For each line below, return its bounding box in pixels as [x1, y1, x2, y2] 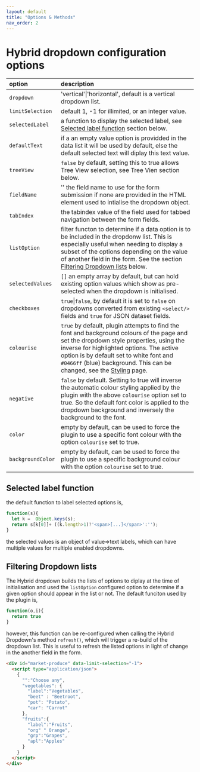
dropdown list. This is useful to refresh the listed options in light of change [6, 643, 189, 650]
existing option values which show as [60, 280, 165, 288]
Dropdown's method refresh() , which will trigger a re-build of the [6, 636, 168, 644]
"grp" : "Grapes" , [27, 733, 68, 739]
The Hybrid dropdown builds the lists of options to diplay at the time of [6, 577, 180, 584]
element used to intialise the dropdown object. [60, 198, 190, 207]
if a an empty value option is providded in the [60, 134, 187, 142]
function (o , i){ [6, 608, 44, 614]
